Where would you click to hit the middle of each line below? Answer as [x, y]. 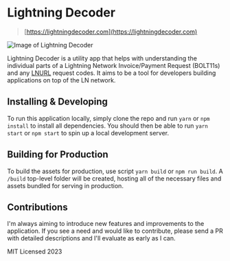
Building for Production [58, 155]
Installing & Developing [58, 102]
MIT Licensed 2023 [35, 251]
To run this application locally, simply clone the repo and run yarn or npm [108, 118]
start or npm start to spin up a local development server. [88, 133]
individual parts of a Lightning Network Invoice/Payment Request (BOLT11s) [114, 65]
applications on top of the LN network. [61, 80]
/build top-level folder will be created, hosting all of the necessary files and [114, 178]
